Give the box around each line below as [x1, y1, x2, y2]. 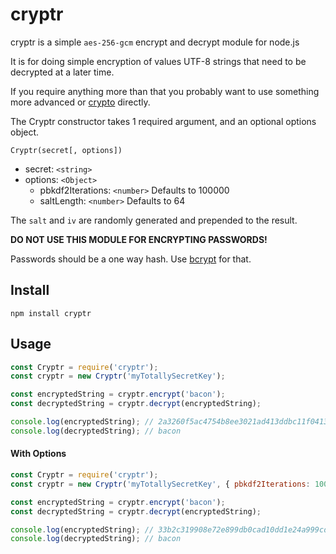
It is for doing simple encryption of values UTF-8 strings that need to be [10, 55, 307, 67]
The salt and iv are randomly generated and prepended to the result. [10, 214, 298, 226]
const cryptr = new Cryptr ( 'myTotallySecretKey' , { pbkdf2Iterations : [10, 479, 311, 489]
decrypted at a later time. [10, 66, 115, 78]
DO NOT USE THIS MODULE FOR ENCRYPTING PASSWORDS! [10, 233, 268, 245]
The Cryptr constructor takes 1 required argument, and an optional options [10, 115, 317, 127]
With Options [10, 448, 67, 460]
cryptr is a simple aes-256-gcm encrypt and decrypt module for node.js [10, 36, 300, 48]
